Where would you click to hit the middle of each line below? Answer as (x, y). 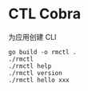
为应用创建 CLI (32, 37)
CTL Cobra (45, 14)
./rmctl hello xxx (39, 80)
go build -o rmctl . (43, 52)
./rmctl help (30, 66)
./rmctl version (35, 73)
